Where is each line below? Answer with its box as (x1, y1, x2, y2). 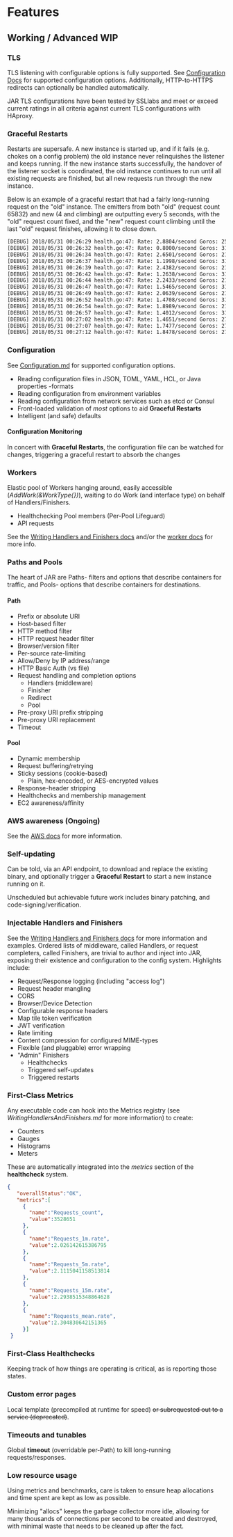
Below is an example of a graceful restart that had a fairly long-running (7, 196, 209, 204)
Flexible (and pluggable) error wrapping (17, 1043, 131, 1051)
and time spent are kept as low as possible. (7, 1494, 131, 1502)
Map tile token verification (17, 1014, 92, 1022)
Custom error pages (7, 1389, 76, 1399)
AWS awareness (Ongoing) (7, 815, 101, 825)
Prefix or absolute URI (17, 612, 80, 620)
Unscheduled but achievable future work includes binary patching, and (7, 893, 210, 902)
